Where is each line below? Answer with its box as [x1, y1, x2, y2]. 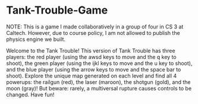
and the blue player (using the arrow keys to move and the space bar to [6, 66, 181, 73]
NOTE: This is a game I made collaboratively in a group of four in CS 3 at [6, 23, 184, 30]
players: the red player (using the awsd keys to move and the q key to [6, 53, 177, 60]
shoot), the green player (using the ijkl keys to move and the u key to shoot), [6, 60, 193, 67]
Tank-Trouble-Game [6, 4, 108, 17]
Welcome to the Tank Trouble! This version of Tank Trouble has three [6, 47, 175, 54]
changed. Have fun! [6, 91, 55, 98]
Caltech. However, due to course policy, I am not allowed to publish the [6, 29, 180, 36]
